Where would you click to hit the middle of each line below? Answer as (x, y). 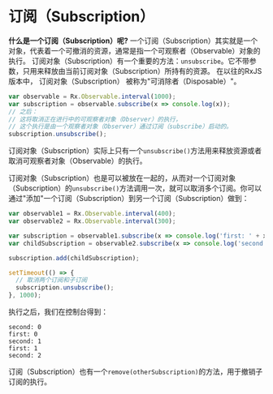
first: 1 (23, 349)
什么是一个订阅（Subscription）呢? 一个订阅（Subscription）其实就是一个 (133, 41)
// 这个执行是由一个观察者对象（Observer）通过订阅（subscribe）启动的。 (121, 126)
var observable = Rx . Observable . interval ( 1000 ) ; (92, 96)
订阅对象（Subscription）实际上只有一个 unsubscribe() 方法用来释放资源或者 (135, 151)
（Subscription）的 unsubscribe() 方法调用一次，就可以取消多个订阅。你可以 (135, 188)
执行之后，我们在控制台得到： (58, 312)
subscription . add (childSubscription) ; (74, 258)
